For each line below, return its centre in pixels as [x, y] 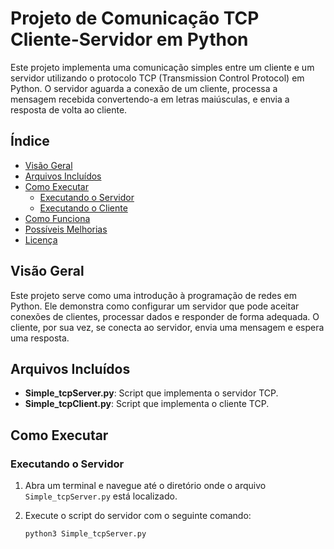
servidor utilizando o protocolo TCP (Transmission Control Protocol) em [157, 78]
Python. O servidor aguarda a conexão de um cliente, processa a [144, 88]
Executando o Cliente [83, 208]
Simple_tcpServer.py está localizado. [101, 496]
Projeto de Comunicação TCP [135, 18]
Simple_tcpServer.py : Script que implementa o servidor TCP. [151, 393]
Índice [30, 141]
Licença [41, 239]
